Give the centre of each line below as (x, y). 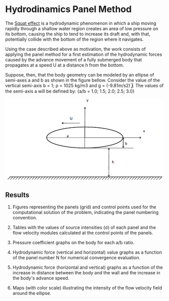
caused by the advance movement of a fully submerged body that (74, 59)
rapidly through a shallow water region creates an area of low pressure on (82, 28)
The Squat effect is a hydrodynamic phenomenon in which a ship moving (81, 23)
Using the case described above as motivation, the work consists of (75, 49)
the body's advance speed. (41, 278)
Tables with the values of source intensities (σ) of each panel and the (84, 228)
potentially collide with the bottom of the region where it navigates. (74, 39)
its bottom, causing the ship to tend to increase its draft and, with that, (78, 34)
